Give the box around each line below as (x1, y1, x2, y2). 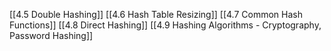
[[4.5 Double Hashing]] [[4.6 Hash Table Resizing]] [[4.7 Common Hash (9, 9, 303, 20)
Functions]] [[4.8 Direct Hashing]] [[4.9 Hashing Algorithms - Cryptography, (9, 19, 322, 31)
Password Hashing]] (9, 30, 94, 41)
